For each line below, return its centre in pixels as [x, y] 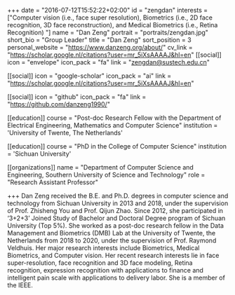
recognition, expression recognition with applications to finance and [105, 270]
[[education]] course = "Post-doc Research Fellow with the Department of [114, 118]
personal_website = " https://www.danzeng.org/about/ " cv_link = [100, 47]
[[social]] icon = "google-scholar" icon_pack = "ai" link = [89, 76]
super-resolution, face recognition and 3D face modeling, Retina [100, 263]
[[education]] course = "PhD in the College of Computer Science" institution [117, 146]
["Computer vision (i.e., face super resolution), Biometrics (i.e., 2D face [110, 18]
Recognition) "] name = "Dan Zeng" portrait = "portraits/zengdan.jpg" [108, 32]
